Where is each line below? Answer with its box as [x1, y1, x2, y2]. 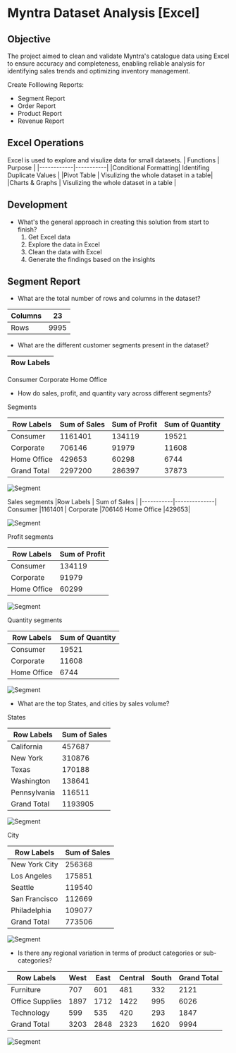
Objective [7, 33, 51, 45]
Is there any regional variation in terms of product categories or [17, 948, 202, 958]
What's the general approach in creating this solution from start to [17, 218, 209, 226]
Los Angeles [11, 871, 52, 881]
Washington [11, 776, 51, 786]
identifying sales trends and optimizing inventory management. [7, 67, 190, 75]
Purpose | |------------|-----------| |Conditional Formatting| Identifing [7, 163, 210, 172]
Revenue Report [17, 117, 65, 125]
